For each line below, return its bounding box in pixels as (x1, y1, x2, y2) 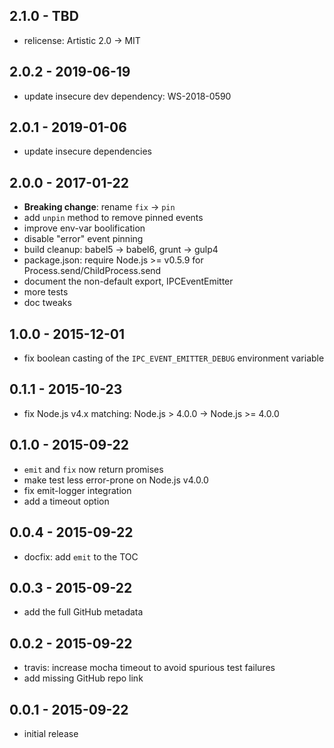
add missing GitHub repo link (23, 672, 144, 684)
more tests (23, 286, 69, 298)
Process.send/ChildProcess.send (23, 265, 162, 277)
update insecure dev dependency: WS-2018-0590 (23, 90, 232, 102)
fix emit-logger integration (23, 484, 132, 496)
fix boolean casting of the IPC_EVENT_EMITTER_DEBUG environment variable (23, 352, 325, 364)
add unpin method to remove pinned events (23, 212, 204, 224)
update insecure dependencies (23, 145, 152, 158)
